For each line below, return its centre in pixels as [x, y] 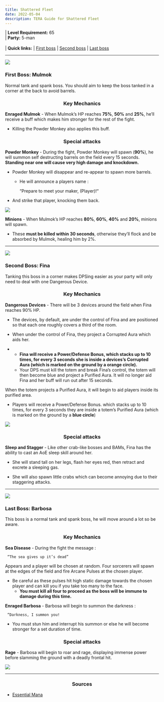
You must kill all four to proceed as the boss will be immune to [83, 591]
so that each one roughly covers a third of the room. [64, 325]
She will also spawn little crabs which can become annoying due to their [85, 477]
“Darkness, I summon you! [33, 615]
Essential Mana [27, 695]
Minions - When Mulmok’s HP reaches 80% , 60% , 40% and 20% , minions [81, 219]
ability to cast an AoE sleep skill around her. [49, 453]
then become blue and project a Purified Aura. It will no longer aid [85, 375]
